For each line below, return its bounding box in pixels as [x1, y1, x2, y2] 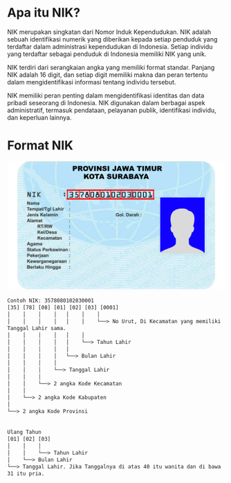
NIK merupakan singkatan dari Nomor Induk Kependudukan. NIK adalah [7, 28, 212, 36]
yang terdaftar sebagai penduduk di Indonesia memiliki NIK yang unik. [7, 50, 207, 58]
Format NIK [7, 138, 74, 154]
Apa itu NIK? [7, 5, 81, 21]
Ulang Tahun [7, 428, 41, 435]
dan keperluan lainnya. [7, 113, 72, 122]
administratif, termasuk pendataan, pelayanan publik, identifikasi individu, [7, 106, 216, 114]
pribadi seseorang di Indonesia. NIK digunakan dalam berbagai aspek [7, 98, 205, 107]
